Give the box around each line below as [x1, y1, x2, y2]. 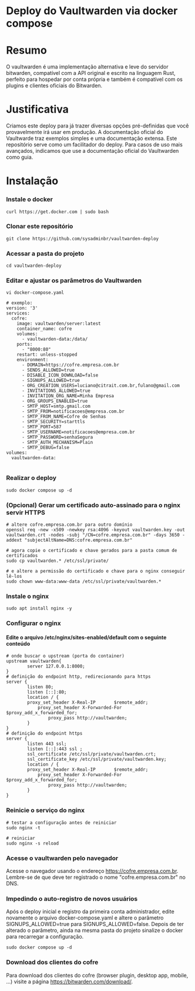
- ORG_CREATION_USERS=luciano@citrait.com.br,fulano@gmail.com [21, 382, 180, 389]
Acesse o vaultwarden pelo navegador [6, 854, 119, 862]
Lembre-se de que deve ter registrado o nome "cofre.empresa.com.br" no [6, 874, 186, 881]
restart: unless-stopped [16, 352, 78, 358]
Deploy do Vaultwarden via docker [6, 4, 178, 18]
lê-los [6, 574, 22, 580]
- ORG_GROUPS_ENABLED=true [21, 398, 88, 404]
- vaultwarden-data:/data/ [21, 336, 88, 342]
